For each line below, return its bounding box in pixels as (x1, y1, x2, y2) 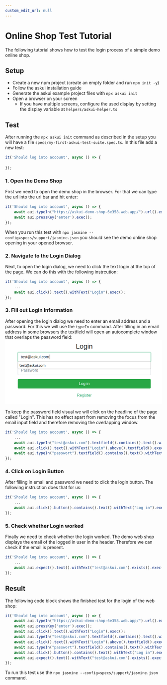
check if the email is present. (5, 545, 65, 551)
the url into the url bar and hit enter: (5, 194, 78, 200)
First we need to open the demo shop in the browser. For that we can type (5, 189, 157, 195)
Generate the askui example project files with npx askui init (12, 90, 138, 96)
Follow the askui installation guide (12, 85, 82, 91)
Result (5, 585, 26, 593)
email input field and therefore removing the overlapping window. (5, 419, 139, 425)
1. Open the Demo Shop (5, 177, 63, 184)
